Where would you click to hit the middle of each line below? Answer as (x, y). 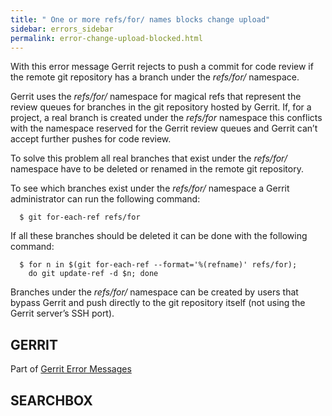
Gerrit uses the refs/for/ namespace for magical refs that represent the (156, 97)
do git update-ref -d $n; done (93, 274)
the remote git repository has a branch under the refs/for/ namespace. (155, 77)
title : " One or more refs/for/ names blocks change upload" (140, 19)
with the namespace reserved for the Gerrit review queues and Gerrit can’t (164, 128)
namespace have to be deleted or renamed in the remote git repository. (157, 169)
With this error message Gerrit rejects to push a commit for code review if (162, 67)
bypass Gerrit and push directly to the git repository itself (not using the (158, 303)
